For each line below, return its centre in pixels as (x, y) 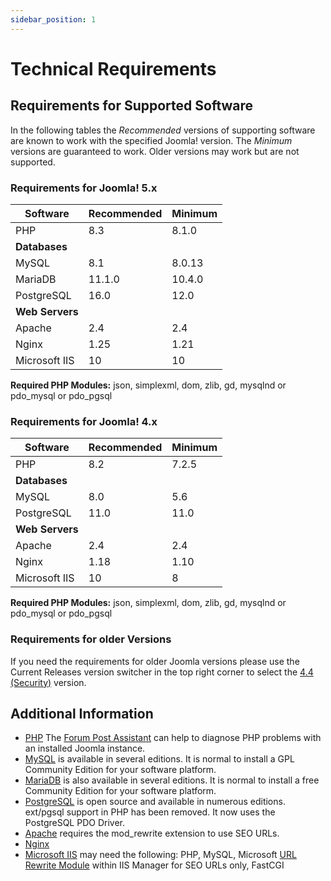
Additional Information (82, 713)
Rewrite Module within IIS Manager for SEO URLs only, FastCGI (154, 865)
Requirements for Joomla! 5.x (84, 188)
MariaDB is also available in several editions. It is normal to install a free (172, 780)
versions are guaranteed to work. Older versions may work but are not (155, 151)
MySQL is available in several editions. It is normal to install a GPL (159, 759)
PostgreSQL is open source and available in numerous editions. (155, 802)
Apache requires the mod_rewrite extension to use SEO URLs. (152, 833)
